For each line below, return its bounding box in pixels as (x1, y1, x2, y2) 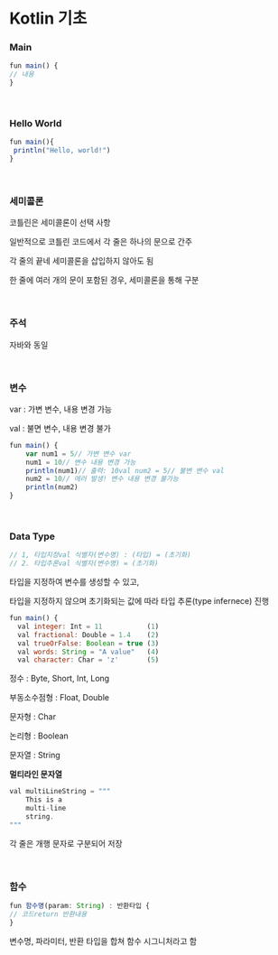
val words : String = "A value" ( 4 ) (17, 647, 160, 656)
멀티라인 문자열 (9, 769, 63, 780)
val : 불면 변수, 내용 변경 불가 (9, 422, 111, 433)
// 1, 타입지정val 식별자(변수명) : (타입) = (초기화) (9, 551, 191, 560)
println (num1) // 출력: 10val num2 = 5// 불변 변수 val (25, 466, 225, 475)
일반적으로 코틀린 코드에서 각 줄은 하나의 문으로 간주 (9, 236, 192, 247)
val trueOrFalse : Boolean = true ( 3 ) (17, 638, 160, 648)
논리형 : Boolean (9, 730, 69, 741)
